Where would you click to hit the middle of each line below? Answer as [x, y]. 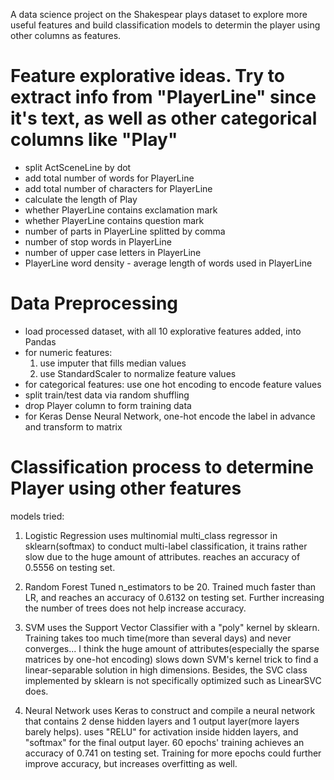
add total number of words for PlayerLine [109, 178]
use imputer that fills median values [113, 363]
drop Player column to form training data [108, 405]
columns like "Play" [94, 140]
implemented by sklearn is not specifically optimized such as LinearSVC [173, 680]
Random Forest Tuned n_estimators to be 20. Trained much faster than [170, 586]
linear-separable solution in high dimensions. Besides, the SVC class [166, 670]
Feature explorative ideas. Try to [147, 76]
